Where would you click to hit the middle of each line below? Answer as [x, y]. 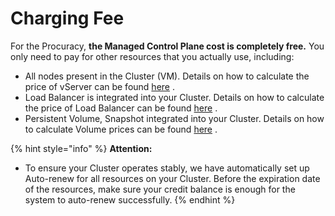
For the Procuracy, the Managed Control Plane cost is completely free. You [167, 46]
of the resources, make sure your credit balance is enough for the [160, 189]
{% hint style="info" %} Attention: [81, 148]
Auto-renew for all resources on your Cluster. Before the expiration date [172, 178]
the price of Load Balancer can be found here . [121, 108]
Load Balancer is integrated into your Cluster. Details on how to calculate [174, 97]
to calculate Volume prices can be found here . [121, 129]
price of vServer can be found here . [99, 86]
